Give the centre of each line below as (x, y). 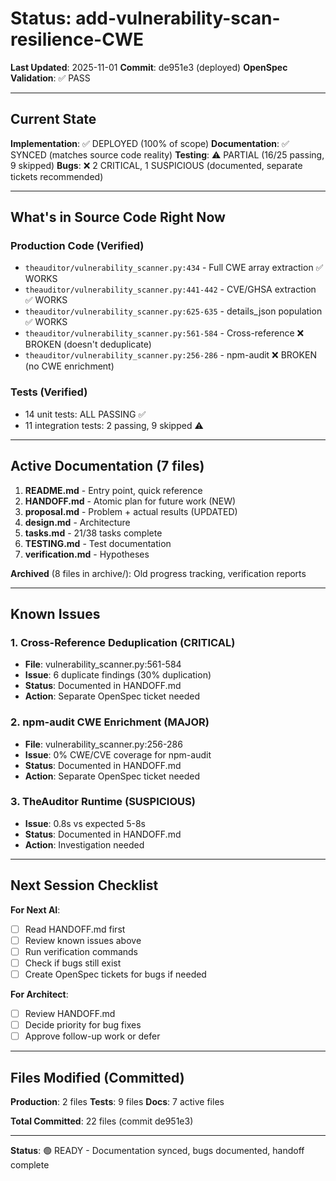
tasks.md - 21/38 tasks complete (93, 533)
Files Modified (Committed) (97, 1077)
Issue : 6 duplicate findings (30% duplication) (118, 675)
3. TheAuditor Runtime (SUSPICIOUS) (103, 802)
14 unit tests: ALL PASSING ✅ (85, 414)
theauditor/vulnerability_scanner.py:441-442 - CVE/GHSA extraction (170, 289)
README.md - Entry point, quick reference (113, 490)
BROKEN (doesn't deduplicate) (88, 344)
